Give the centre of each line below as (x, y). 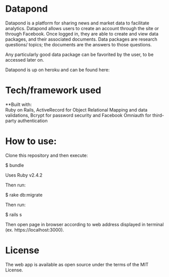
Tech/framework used (53, 90)
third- (158, 115)
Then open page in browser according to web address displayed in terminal (84, 224)
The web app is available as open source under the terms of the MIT (77, 264)
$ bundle (15, 165)
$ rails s (13, 214)
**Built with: (19, 104)
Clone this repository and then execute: (47, 155)
